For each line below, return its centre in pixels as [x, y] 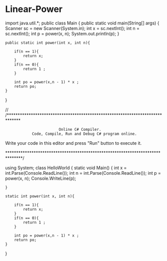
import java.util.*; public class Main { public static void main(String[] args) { [82, 23]
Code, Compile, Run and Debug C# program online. [84, 134]
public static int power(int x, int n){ [48, 43]
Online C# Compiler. [80, 129]
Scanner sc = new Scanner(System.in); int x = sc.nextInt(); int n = [72, 28]
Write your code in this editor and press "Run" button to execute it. [74, 143]
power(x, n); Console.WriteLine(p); [41, 178]
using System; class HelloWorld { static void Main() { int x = [66, 168]
